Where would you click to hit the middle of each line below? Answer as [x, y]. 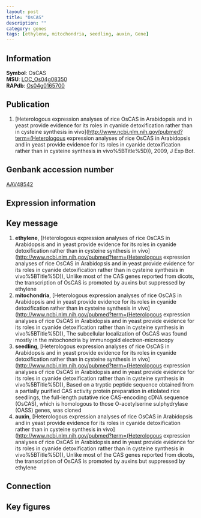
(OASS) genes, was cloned [48, 410]
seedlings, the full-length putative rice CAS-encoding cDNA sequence [102, 397]
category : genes [26, 29]
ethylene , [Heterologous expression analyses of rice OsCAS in [92, 238]
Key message [32, 224]
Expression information [51, 203]
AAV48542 [20, 184]
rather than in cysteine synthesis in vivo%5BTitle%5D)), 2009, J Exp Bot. [105, 151]
